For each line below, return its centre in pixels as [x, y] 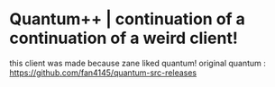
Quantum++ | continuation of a [128, 19]
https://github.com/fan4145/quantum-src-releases [103, 73]
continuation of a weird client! [124, 38]
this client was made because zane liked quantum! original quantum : [137, 63]
